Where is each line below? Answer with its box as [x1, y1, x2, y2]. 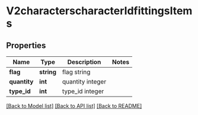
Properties [6, 40, 46, 50]
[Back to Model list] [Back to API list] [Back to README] [6, 103, 142, 109]
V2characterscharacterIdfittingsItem [6, 4, 193, 18]
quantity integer [62, 78, 107, 85]
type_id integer [62, 87, 104, 95]
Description [67, 58, 101, 66]
